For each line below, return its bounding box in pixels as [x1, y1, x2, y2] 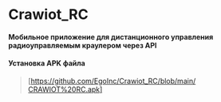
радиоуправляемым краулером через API [8, 40, 157, 50]
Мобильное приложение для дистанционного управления [8, 32, 214, 41]
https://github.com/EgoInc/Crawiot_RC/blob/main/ [30, 76, 196, 85]
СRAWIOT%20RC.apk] [27, 85, 103, 94]
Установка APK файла [8, 59, 85, 68]
